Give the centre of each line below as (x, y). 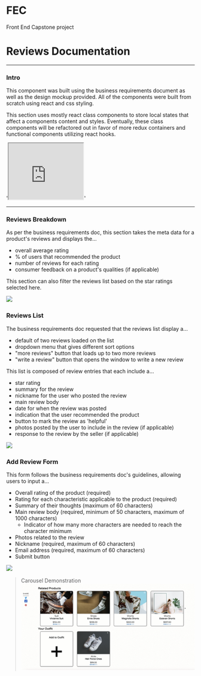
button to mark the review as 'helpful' (61, 421)
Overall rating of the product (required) (63, 493)
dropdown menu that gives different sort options (74, 346)
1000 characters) (36, 518)
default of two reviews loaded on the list (64, 340)
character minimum (48, 531)
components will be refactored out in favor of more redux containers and (96, 128)
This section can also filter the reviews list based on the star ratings (89, 281)
